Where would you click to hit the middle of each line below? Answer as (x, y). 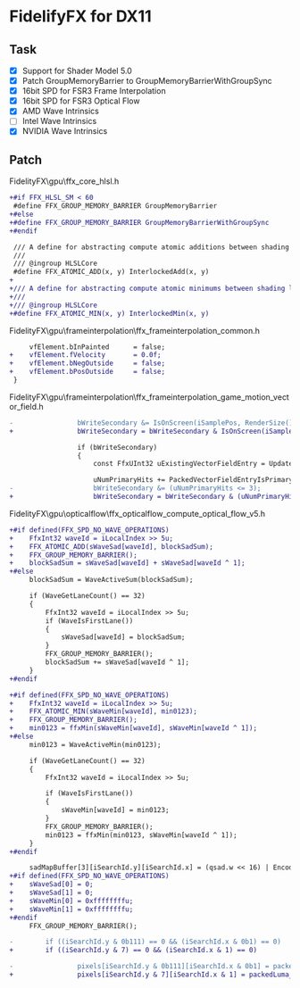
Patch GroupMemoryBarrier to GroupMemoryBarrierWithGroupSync (147, 81)
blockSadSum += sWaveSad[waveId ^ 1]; (117, 662)
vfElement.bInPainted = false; (97, 347)
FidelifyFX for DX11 (80, 17)
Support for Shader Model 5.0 (77, 71)
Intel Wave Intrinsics (59, 121)
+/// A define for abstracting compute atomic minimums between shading (147, 288)
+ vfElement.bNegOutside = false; (87, 363)
